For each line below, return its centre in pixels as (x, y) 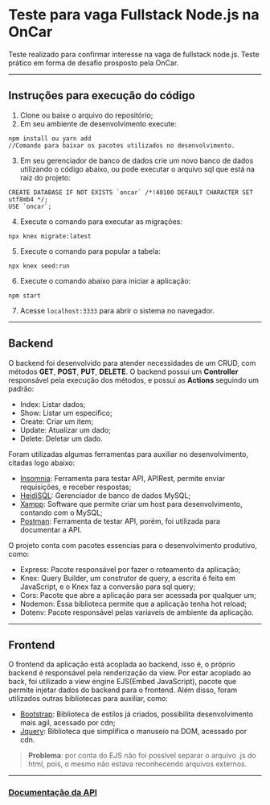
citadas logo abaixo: (41, 463)
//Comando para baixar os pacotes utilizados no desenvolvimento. (122, 145)
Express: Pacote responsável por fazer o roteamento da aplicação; (130, 569)
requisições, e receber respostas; (76, 487)
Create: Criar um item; (57, 421)
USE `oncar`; (30, 206)
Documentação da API (53, 793)
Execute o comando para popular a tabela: (90, 251)
